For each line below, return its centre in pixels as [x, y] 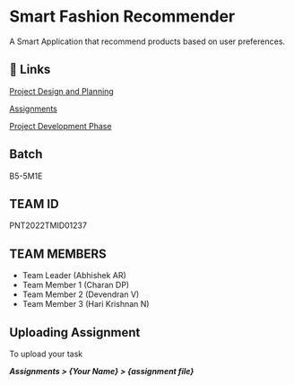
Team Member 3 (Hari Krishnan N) [86, 304]
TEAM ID [35, 204]
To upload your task [46, 354]
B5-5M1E [26, 176]
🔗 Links [30, 70]
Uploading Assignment [75, 332]
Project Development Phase [61, 126]
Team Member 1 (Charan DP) [76, 285]
